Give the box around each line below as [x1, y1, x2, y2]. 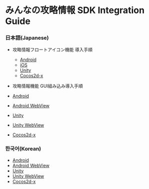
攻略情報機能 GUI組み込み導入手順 [12, 83, 83, 89]
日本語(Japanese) [5, 35, 49, 42]
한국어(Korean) [5, 145, 41, 152]
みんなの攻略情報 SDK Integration [5, 5, 145, 16]
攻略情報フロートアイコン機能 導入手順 [12, 47, 93, 53]
